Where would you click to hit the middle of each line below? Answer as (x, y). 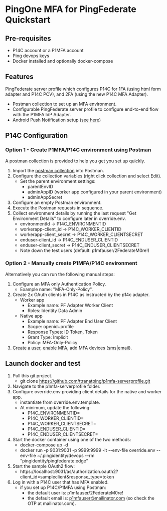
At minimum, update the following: (55, 407)
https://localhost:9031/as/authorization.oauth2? (69, 471)
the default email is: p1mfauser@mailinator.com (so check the (91, 498)
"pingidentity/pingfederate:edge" (54, 461)
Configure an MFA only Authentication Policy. (59, 284)
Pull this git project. (32, 375)
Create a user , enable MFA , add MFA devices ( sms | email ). (72, 348)
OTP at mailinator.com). (52, 503)
